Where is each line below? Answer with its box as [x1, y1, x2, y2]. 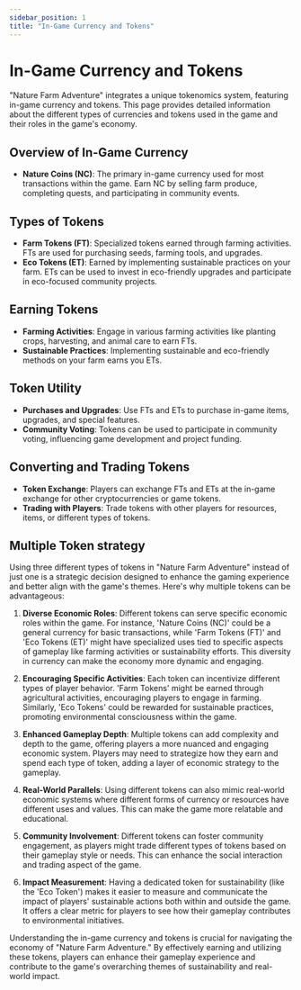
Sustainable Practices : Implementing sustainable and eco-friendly [22, 345, 270, 355]
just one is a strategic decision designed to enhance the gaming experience [9, 571, 290, 582]
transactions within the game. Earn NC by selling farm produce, [22, 178, 258, 189]
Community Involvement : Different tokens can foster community [22, 831, 264, 841]
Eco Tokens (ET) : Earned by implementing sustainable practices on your [22, 257, 291, 268]
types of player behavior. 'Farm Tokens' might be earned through [22, 683, 264, 694]
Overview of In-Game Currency [9, 145, 189, 160]
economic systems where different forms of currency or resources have [22, 794, 289, 805]
